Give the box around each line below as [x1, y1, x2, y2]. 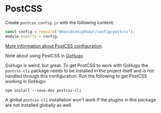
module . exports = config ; [5, 33, 59, 39]
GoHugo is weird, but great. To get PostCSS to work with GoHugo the [5, 62, 148, 68]
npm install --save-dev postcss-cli [5, 88, 81, 93]
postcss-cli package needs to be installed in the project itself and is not [5, 67, 154, 73]
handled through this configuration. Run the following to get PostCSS [5, 73, 147, 79]
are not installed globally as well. [5, 102, 72, 108]
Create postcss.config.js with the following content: [5, 19, 114, 25]
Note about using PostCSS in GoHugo [5, 52, 83, 58]
